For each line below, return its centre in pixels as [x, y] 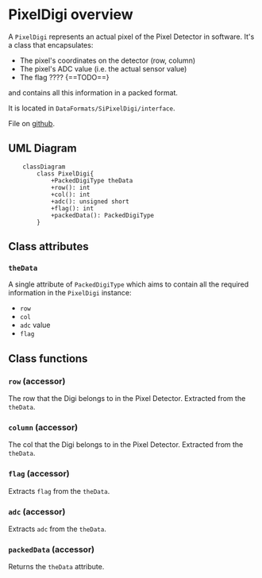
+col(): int [70, 195]
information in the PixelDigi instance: [70, 293]
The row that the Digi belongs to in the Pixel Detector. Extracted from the [127, 399]
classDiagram [44, 167]
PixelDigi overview [71, 15]
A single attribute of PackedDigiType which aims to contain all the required [129, 284]
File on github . [32, 123]
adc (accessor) [37, 511]
